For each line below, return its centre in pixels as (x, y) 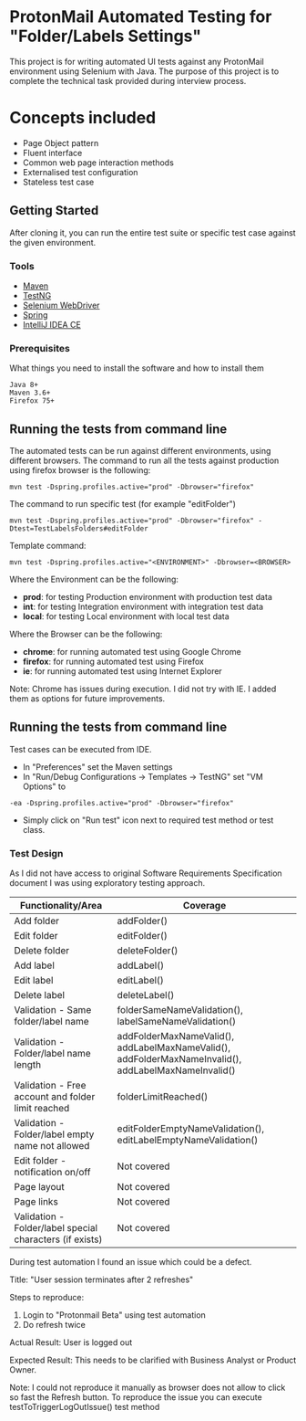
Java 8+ (24, 385)
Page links (36, 1202)
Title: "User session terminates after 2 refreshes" (102, 1279)
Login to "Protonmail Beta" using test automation (114, 1315)
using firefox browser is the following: (80, 470)
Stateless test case (58, 182)
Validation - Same (53, 1010)
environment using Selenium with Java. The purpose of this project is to (144, 71)
